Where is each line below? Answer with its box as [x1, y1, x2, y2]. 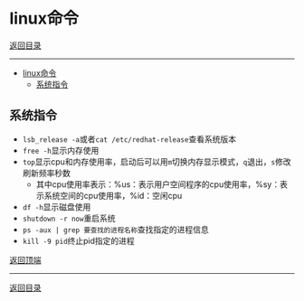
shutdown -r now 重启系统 [22, 212, 116, 223]
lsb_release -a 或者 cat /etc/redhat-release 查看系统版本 [22, 133, 237, 145]
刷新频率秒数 [22, 167, 71, 178]
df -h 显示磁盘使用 [22, 201, 91, 212]
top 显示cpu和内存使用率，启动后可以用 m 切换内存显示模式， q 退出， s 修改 [22, 155, 291, 167]
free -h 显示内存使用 [22, 145, 100, 155]
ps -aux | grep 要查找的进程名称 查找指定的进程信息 [22, 223, 210, 235]
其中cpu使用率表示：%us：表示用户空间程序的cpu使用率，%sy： [35, 178, 280, 190]
